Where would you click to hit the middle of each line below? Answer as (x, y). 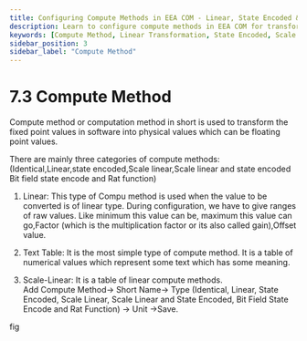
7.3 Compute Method (90, 97)
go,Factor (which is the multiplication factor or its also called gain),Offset (159, 225)
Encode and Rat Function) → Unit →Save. (101, 309)
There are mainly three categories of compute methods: (115, 160)
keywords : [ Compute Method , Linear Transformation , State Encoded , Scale (153, 35)
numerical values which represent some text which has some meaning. (156, 263)
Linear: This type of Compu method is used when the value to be (145, 196)
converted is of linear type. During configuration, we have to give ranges (159, 206)
